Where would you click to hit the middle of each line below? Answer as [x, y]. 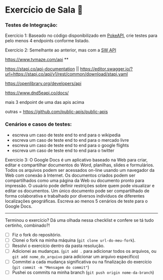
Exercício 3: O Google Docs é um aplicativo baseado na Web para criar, [76, 160]
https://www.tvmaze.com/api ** [37, 60]
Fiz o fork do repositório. [37, 234]
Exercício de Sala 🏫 [44, 10]
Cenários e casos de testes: [38, 124]
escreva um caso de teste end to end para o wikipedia [66, 135]
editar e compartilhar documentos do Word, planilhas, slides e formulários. [80, 165]
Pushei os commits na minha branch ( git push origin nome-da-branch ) [83, 272]
